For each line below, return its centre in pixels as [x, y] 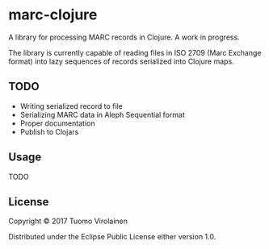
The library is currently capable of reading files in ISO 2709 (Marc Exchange [135, 52]
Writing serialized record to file [71, 106]
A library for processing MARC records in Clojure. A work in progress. [124, 37]
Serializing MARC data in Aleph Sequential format [103, 114]
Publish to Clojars [49, 131]
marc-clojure [53, 15]
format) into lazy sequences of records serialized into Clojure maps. [121, 61]
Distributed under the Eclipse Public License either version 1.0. [112, 237]
